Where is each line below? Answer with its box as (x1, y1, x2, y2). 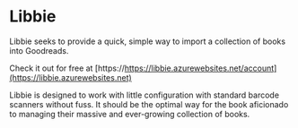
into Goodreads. (9, 45, 69, 55)
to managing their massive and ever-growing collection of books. (9, 108, 250, 119)
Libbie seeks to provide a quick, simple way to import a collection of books (9, 36, 285, 47)
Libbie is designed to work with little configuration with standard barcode (9, 90, 280, 100)
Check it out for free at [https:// (9, 63, 126, 73)
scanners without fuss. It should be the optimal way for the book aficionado (9, 98, 289, 109)
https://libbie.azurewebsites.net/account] (124, 63, 277, 73)
